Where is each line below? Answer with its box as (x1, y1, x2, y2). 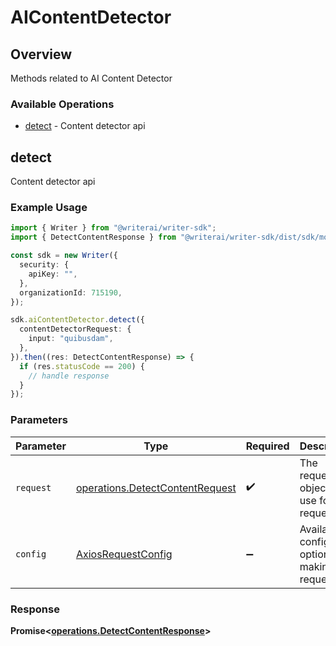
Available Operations (10, 97, 115, 111)
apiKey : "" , (28, 269, 78, 279)
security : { (19, 260, 70, 270)
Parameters (10, 413, 68, 427)
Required (245, 439, 290, 453)
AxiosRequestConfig (75, 547, 173, 561)
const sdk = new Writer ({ (10, 251, 118, 261)
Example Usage (10, 201, 88, 215)
